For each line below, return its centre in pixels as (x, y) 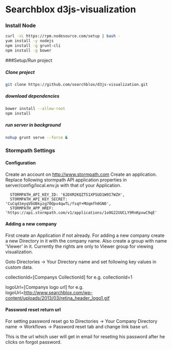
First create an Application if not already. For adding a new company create (85, 235)
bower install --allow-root (35, 108)
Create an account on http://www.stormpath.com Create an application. (81, 174)
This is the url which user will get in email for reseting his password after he (85, 336)
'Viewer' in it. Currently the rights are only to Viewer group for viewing (79, 246)
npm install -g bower (28, 51)
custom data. (19, 267)
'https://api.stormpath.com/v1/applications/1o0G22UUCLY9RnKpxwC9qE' (81, 213)
